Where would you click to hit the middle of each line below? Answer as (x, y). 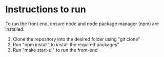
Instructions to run (46, 9)
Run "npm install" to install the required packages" (66, 44)
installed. (15, 29)
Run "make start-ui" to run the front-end (55, 50)
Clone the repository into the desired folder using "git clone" (76, 39)
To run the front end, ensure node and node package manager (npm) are (82, 24)
